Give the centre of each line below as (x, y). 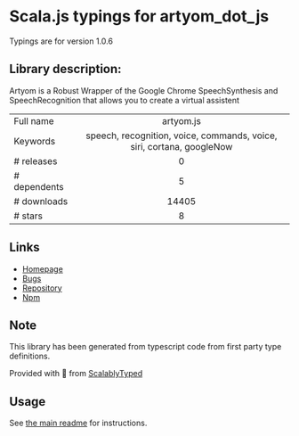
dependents (39, 186)
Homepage (43, 268)
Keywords (35, 141)
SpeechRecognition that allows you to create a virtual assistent (125, 100)
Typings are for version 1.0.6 (61, 41)
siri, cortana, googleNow (182, 146)
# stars (28, 216)
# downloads (41, 201)
